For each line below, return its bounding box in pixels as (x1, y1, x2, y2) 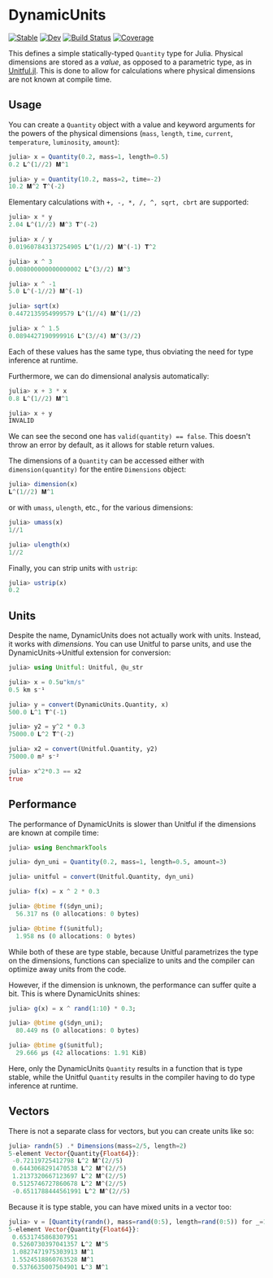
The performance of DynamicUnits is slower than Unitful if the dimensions (8, 819, 257, 828)
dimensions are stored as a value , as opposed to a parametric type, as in (8, 57, 252, 67)
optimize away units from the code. (8, 964, 127, 974)
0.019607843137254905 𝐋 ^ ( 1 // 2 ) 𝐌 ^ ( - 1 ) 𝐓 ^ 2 (8, 243, 157, 251)
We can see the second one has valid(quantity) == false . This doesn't (8, 432, 251, 441)
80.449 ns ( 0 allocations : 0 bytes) (15, 1026, 140, 1035)
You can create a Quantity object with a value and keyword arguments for (8, 120, 256, 130)
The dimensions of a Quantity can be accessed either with (8, 456, 205, 466)
